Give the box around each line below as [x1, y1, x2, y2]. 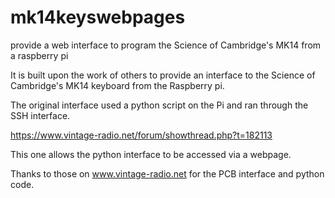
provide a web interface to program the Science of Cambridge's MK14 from [10, 39, 322, 51]
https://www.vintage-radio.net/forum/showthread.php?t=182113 [10, 129, 273, 141]
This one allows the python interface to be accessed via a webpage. [10, 148, 292, 160]
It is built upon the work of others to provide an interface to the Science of [10, 69, 316, 81]
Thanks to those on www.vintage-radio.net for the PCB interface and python [10, 167, 325, 180]
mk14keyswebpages [10, 6, 186, 29]
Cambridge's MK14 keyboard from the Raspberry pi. [10, 79, 225, 91]
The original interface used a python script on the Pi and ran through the [10, 99, 309, 111]
